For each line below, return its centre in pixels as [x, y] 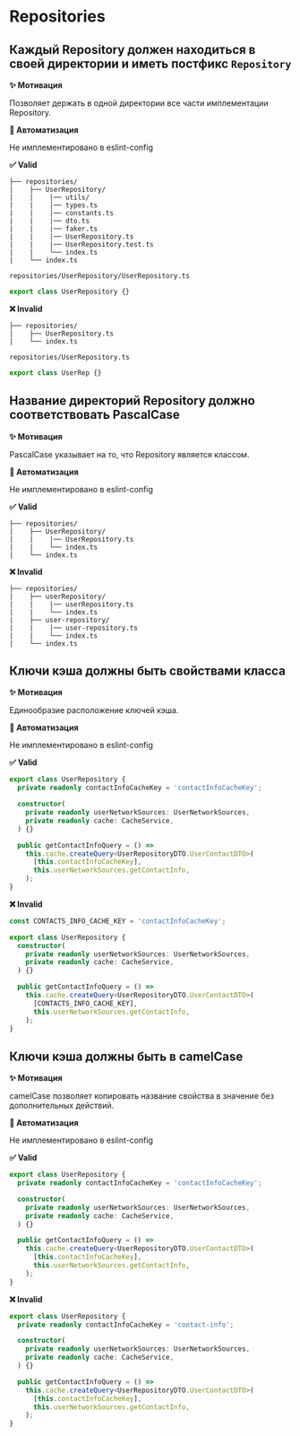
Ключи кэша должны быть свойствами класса [148, 670]
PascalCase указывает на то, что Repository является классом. [129, 454]
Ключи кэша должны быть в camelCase [126, 1056]
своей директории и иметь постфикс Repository [150, 63]
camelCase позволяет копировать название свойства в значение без [142, 1096]
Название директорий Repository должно [132, 401]
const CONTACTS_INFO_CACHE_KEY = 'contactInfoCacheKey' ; [118, 921]
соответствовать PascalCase [95, 415]
